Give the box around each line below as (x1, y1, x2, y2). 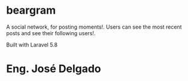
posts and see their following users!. (6, 29, 96, 36)
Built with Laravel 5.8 (6, 41, 58, 48)
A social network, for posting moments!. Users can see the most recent (6, 23, 182, 30)
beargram (6, 4, 56, 17)
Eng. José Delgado (6, 62, 102, 76)
